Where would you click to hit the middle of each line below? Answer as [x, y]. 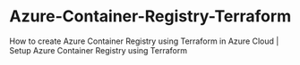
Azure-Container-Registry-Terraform [150, 16]
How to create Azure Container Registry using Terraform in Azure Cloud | [144, 41]
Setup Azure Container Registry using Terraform [99, 50]
